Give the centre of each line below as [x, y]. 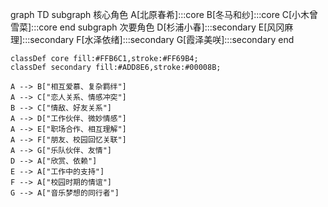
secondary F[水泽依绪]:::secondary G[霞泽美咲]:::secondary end [162, 39]
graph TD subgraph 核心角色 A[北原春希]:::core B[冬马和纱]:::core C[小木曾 [164, 14]
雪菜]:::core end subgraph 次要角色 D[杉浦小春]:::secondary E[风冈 [147, 27]
